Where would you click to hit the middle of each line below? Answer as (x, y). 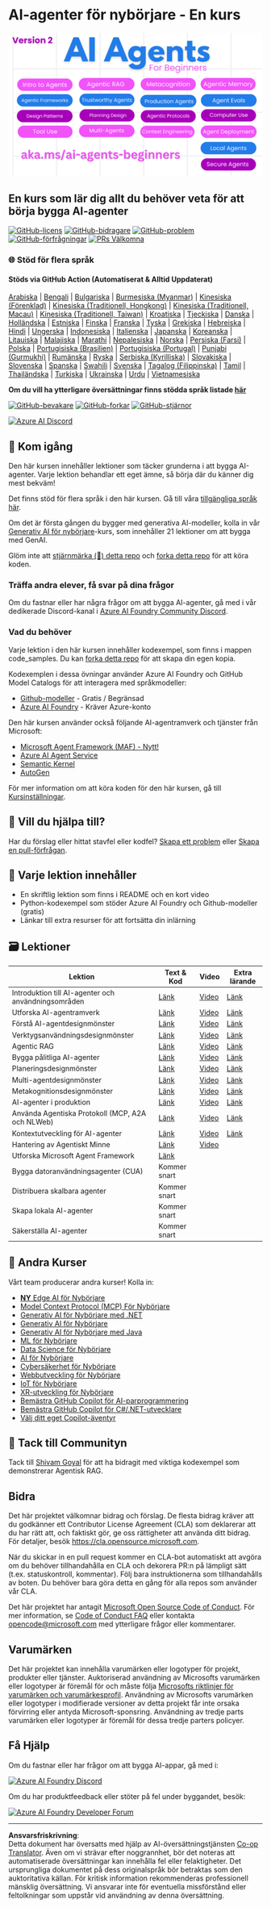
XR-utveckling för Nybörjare (67, 1392)
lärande (243, 981)
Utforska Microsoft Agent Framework (73, 1156)
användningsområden (48, 1001)
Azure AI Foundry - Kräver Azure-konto (85, 707)
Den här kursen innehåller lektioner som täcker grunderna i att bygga (123, 466)
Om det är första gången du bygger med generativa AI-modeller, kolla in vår (134, 523)
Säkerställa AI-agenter (50, 1230)
